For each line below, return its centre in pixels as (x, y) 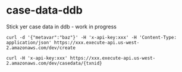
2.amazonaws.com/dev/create (41, 48)
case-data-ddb (45, 10)
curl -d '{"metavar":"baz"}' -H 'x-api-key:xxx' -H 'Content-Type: (92, 37)
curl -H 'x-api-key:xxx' (37, 58)
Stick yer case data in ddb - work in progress (62, 27)
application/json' (29, 42)
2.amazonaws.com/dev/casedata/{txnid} (54, 63)
